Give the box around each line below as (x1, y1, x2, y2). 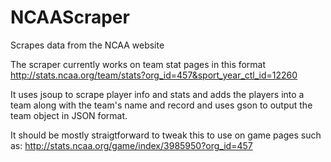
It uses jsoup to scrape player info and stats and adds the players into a (10, 88, 305, 100)
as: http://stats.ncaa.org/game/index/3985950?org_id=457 (10, 139, 253, 151)
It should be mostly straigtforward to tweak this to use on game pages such (10, 129, 322, 141)
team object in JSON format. (10, 109, 128, 121)
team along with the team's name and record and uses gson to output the (10, 99, 313, 111)
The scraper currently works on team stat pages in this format (10, 58, 267, 70)
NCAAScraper (10, 6, 130, 29)
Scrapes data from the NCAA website (10, 39, 165, 51)
